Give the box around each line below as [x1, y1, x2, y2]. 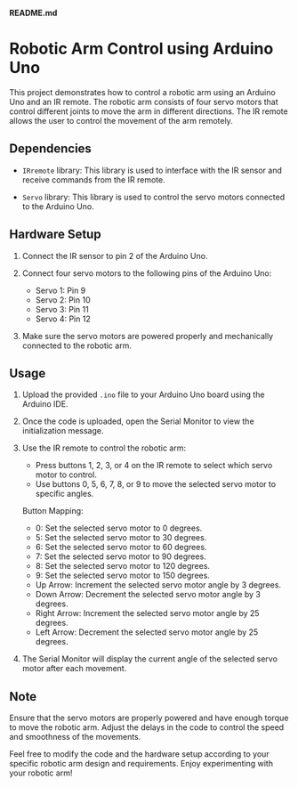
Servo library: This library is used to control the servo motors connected [21, 191, 286, 202]
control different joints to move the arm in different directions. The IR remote [9, 106, 288, 117]
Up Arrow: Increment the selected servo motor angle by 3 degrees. [35, 580, 282, 590]
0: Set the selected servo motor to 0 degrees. [35, 523, 203, 533]
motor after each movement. [21, 663, 127, 674]
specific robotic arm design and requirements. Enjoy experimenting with [9, 759, 274, 769]
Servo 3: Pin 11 [35, 304, 89, 314]
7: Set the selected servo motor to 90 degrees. [35, 551, 206, 562]
